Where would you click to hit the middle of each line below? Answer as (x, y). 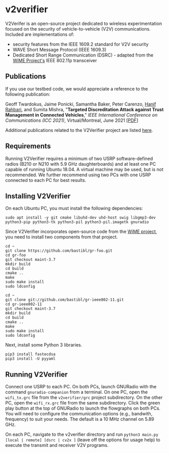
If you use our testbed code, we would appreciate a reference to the (77, 89)
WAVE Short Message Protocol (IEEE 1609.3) (60, 49)
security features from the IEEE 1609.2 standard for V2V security (80, 44)
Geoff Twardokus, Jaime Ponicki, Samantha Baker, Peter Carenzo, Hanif (81, 104)
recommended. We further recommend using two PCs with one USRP (78, 175)
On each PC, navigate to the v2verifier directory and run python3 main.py (82, 435)
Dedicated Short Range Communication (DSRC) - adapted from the (83, 55)
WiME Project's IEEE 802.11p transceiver (55, 60)
